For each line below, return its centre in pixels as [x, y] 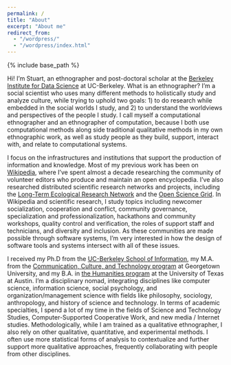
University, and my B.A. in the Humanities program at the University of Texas [115, 273]
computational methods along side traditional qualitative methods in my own [115, 129]
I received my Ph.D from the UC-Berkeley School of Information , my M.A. [111, 259]
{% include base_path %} [43, 65]
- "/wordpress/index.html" [52, 45]
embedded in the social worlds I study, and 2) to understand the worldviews [115, 108]
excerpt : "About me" [37, 26]
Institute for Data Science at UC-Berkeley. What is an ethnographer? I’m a [111, 86]
